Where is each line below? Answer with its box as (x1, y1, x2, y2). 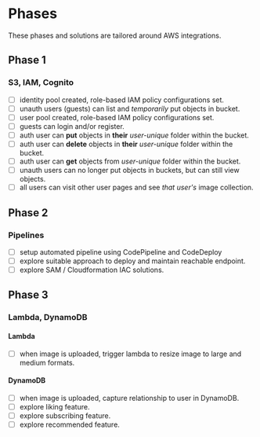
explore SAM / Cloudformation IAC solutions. (19, 265, 164, 274)
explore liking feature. (19, 402, 90, 411)
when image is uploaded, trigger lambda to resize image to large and (19, 349, 242, 358)
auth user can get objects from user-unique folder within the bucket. (19, 156, 241, 166)
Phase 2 (8, 206, 49, 219)
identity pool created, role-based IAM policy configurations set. (19, 95, 225, 105)
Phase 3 (8, 288, 49, 302)
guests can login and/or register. (19, 121, 125, 130)
